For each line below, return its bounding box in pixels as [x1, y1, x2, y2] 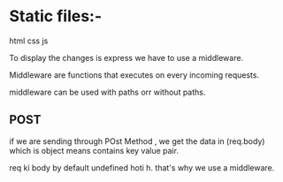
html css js [9, 35, 49, 46]
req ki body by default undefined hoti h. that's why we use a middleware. [9, 162, 275, 173]
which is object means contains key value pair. [9, 145, 180, 155]
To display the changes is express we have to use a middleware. [9, 52, 244, 63]
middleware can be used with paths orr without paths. [9, 87, 206, 97]
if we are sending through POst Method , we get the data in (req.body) [9, 135, 265, 147]
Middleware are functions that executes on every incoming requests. [9, 69, 259, 80]
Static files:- [9, 6, 103, 27]
